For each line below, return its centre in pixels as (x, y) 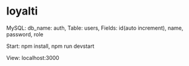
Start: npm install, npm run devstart (50, 46)
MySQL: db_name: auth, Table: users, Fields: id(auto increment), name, (95, 28)
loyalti (22, 11)
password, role (25, 34)
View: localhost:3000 (33, 58)
